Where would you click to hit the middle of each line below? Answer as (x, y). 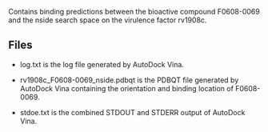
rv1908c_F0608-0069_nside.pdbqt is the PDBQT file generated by (129, 80)
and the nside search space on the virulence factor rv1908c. (108, 20)
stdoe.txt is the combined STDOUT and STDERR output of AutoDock (132, 112)
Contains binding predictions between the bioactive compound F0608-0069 (134, 12)
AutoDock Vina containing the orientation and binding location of (127, 88)
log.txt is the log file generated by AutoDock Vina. (102, 64)
